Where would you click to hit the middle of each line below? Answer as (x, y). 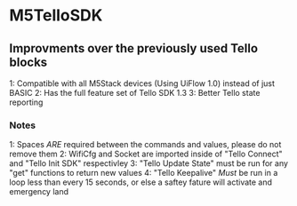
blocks (28, 62)
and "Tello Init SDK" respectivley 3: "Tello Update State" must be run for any (149, 163)
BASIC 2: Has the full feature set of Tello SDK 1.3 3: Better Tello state (135, 93)
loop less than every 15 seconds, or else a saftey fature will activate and (141, 182)
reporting (26, 102)
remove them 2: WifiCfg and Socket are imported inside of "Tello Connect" (146, 154)
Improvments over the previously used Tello (134, 48)
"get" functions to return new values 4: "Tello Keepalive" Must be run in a (144, 173)
